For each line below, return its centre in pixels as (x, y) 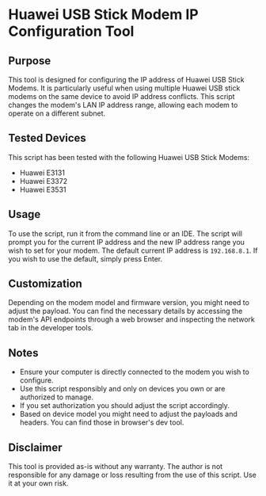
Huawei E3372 (44, 181)
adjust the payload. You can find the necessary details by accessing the (125, 311)
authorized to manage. (56, 397)
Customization (46, 284)
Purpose (30, 61)
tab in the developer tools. (51, 328)
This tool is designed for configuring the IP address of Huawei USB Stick (126, 80)
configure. (36, 380)
